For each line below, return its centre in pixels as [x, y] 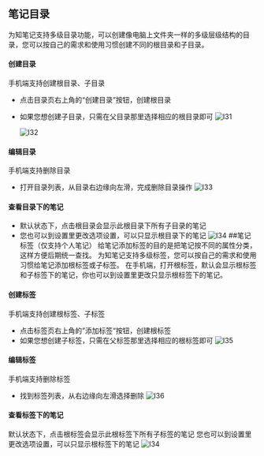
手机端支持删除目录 [39, 170]
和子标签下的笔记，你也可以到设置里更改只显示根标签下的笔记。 [123, 275]
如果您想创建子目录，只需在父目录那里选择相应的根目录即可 [116, 117]
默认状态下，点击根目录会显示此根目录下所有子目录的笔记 [113, 226]
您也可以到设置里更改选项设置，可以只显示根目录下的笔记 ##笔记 [135, 236]
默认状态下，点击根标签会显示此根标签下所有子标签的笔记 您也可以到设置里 [130, 434]
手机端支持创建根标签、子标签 [56, 313]
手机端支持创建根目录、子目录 [56, 83]
